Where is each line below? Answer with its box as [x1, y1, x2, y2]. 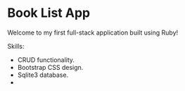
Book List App [7, 5, 90, 21]
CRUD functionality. [17, 55, 75, 64]
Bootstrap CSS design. [17, 63, 84, 71]
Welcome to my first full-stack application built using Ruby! [7, 28, 179, 37]
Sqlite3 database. [17, 71, 69, 79]
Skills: [7, 42, 25, 50]
